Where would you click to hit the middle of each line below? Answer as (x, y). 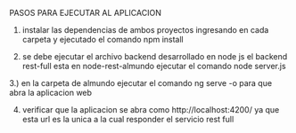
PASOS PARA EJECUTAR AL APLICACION (86, 13)
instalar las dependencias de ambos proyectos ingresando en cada (145, 30)
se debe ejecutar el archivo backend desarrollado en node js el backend (155, 56)
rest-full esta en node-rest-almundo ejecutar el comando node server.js (154, 66)
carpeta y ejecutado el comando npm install (103, 39)
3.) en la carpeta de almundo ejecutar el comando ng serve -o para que (141, 83)
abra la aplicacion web (50, 93)
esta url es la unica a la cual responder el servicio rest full (128, 119)
